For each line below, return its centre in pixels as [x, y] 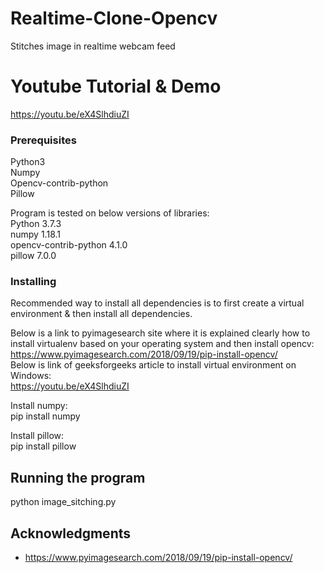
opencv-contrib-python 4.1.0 [69, 245]
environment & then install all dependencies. [101, 314]
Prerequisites [43, 140]
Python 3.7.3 [36, 224]
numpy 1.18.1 [35, 234]
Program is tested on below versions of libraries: [110, 213]
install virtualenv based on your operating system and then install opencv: [162, 344]
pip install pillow [43, 446]
